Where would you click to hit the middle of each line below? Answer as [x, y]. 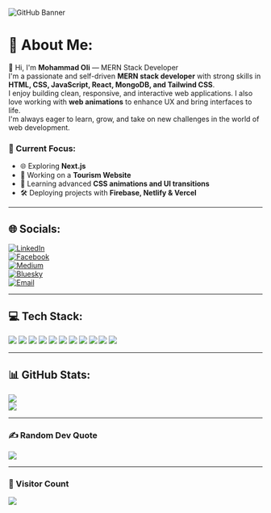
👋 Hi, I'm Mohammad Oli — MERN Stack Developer [94, 67]
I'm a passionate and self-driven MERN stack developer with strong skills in [135, 76]
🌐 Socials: [35, 229]
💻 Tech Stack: [46, 316]
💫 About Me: [51, 45]
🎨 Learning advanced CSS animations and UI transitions [115, 184]
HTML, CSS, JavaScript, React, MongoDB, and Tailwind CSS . [112, 84]
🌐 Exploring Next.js [53, 166]
